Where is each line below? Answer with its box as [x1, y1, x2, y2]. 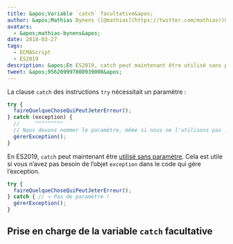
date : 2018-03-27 [7, 36, 58, 43]
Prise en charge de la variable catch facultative [7, 225, 213, 237]
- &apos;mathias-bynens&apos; [13, 29, 101, 37]
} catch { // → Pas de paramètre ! [7, 193, 110, 200]
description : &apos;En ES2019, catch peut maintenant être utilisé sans [7, 62, 222, 69]
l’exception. [7, 167, 40, 175]
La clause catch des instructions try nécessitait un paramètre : [7, 88, 187, 96]
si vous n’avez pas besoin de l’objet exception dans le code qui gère [7, 159, 202, 168]
